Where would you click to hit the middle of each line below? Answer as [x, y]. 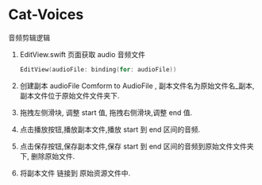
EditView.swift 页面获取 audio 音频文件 [82, 54]
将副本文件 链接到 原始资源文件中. [75, 173]
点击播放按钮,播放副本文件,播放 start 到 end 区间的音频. [110, 129]
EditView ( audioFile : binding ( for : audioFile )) [98, 69]
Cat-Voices [46, 15]
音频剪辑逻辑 [29, 37]
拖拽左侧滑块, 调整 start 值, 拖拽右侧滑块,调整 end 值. [106, 112]
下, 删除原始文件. [47, 156]
